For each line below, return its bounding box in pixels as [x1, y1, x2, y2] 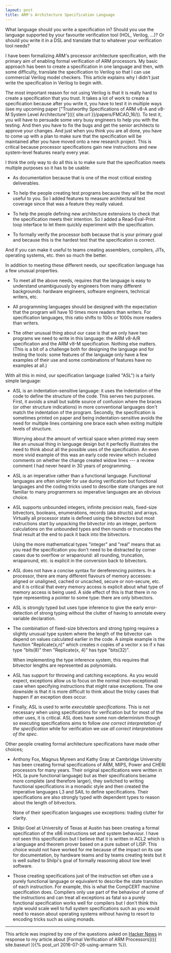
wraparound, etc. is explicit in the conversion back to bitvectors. [12, 557, 148, 564]
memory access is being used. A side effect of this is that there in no [12, 589, 157, 595]
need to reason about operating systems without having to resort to [12, 911, 154, 917]
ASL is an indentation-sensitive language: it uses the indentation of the [12, 387, 161, 393]
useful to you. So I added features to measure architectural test [12, 195, 146, 201]
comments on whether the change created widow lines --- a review [12, 457, 155, 463]
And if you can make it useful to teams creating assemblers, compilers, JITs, [5, 246, 165, 253]
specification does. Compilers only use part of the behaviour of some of [12, 889, 164, 895]
